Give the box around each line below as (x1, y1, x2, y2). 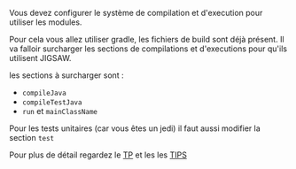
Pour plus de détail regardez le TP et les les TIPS (9, 150, 188, 160)
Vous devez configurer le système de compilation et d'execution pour (9, 8, 263, 18)
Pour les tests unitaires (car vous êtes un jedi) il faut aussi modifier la (9, 123, 261, 134)
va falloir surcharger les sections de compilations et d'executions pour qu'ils (9, 43, 288, 54)
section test (9, 133, 55, 142)
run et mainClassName (21, 106, 97, 116)
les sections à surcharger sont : (9, 70, 124, 81)
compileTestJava (21, 98, 82, 107)
